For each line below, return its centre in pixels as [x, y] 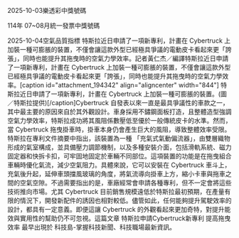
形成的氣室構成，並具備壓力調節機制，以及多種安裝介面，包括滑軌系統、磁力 [119, 147]
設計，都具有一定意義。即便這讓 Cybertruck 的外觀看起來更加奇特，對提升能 [119, 209]
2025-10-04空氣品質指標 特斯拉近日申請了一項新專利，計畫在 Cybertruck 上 [119, 40]
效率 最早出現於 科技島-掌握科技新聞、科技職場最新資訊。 [92, 227]
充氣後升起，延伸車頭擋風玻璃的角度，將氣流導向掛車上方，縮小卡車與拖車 [116, 174]
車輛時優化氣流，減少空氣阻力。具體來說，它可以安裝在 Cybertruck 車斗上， [119, 165]
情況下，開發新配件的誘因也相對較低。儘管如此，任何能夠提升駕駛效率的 [126, 200]
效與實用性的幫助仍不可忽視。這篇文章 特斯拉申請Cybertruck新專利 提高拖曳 [119, 218]
